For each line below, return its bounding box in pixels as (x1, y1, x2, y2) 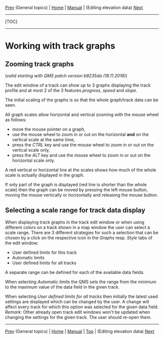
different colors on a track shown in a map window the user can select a (5, 224, 150, 230)
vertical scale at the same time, (12, 137, 75, 142)
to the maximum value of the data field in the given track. (5, 284, 120, 290)
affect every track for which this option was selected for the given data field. (5, 304, 159, 310)
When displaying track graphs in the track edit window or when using (5, 219, 145, 225)
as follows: (5, 117, 27, 122)
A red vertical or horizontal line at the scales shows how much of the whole (5, 167, 157, 173)
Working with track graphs (5, 41, 116, 51)
